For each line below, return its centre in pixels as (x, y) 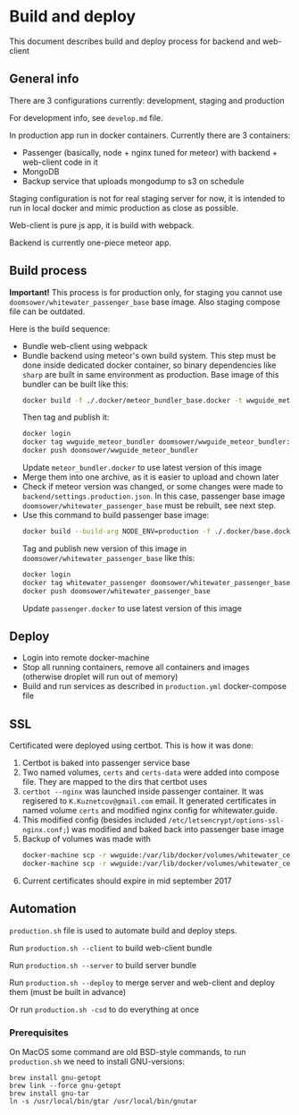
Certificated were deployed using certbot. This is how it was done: (132, 745)
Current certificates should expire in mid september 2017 (127, 881)
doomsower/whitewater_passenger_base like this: (108, 557)
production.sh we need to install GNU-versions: (97, 1061)
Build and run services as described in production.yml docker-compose (154, 686)
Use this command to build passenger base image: (116, 515)
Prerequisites (39, 1033)
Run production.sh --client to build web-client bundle (111, 948)
